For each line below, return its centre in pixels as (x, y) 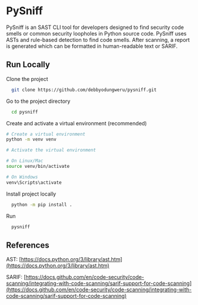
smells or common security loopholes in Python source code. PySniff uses (96, 33)
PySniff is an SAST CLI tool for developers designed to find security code (95, 27)
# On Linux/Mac (25, 161)
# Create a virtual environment (46, 134)
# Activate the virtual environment (51, 150)
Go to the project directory (38, 101)
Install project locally (31, 194)
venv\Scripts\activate (34, 182)
